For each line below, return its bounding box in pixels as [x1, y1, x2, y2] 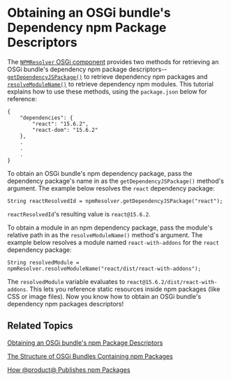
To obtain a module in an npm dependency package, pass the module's [7, 223, 213, 232]
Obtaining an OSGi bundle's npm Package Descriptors [7, 338, 163, 347]
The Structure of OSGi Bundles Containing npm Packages [7, 352, 173, 360]
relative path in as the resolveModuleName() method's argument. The [7, 230, 203, 239]
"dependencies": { [20, 114, 73, 121]
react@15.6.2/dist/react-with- [126, 278, 218, 285]
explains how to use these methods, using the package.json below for [7, 87, 207, 96]
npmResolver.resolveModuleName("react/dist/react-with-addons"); [7, 265, 201, 272]
